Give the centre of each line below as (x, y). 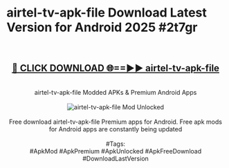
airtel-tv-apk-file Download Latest (107, 13)
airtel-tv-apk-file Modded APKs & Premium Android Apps (116, 92)
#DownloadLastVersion (116, 158)
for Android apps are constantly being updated (116, 129)
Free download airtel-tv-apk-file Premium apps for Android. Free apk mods (116, 122)
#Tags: (116, 144)
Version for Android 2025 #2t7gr (102, 27)
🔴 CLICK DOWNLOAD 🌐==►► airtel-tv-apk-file (116, 68)
